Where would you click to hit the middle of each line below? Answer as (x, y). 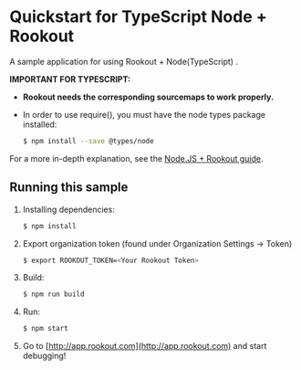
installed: (40, 124)
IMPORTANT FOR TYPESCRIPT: (70, 79)
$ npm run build (53, 294)
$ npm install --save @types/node (88, 141)
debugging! (44, 356)
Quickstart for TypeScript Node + (138, 17)
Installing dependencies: (69, 209)
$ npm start (45, 329)
